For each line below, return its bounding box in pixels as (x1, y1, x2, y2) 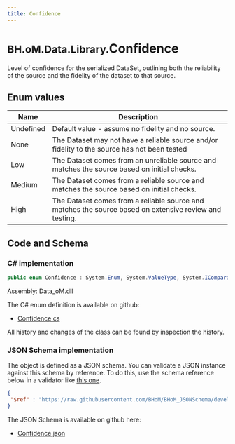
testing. (52, 213, 77, 223)
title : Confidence (7, 10, 61, 18)
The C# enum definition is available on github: (7, 300, 140, 309)
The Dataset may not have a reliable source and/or (52, 135, 218, 145)
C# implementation (7, 258, 74, 268)
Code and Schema (7, 237, 89, 249)
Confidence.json (17, 429, 65, 437)
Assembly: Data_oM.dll (7, 287, 73, 295)
